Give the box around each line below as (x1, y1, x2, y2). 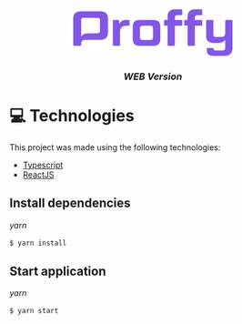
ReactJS (22, 168, 55, 180)
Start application (9, 263, 106, 278)
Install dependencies (9, 196, 131, 211)
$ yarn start (9, 307, 59, 316)
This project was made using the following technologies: (9, 141, 221, 153)
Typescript (22, 159, 64, 170)
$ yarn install (9, 238, 67, 248)
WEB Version (123, 70, 183, 83)
